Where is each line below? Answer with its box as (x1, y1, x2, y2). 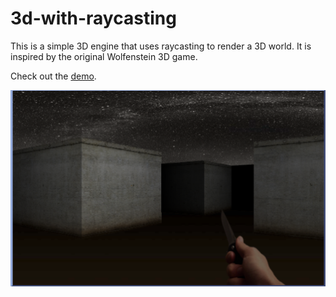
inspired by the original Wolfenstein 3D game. (10, 50, 198, 62)
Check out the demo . (10, 70, 97, 82)
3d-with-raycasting (10, 7, 177, 30)
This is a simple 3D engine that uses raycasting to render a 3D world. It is (10, 40, 312, 52)
